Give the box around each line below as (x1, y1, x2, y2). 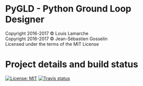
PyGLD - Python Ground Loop (5, 3, 131, 15)
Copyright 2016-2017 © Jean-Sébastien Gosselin (5, 36, 108, 42)
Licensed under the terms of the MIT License (5, 41, 100, 47)
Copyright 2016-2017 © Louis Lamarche (5, 30, 89, 36)
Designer (5, 14, 44, 25)
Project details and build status (5, 59, 138, 70)
